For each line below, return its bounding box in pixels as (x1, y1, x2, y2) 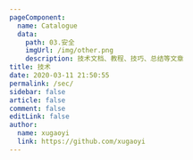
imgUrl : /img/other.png (25, 46, 114, 55)
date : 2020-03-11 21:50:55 (9, 71, 110, 80)
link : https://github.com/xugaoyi (17, 137, 146, 146)
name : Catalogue (17, 21, 78, 30)
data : (17, 29, 38, 38)
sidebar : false (9, 87, 66, 96)
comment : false (9, 104, 66, 113)
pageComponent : (9, 12, 66, 22)
